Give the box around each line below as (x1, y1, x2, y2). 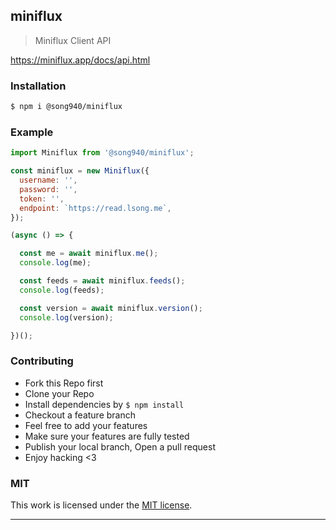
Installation (10, 79, 67, 93)
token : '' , (19, 194, 65, 204)
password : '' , (19, 184, 78, 194)
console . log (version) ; (19, 312, 114, 323)
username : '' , (19, 175, 78, 186)
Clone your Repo (24, 387, 95, 399)
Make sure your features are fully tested (24, 430, 190, 442)
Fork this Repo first (24, 377, 104, 389)
